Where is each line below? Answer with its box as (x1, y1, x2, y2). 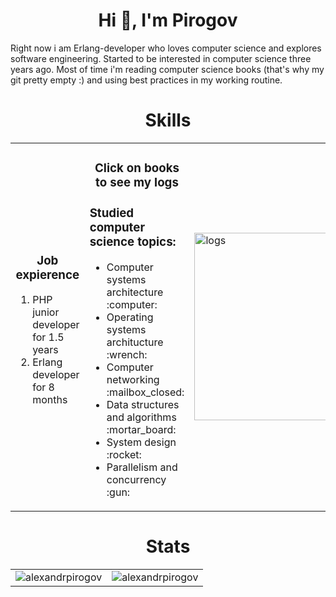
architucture (106, 335, 164, 349)
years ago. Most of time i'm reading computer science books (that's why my (10, 63, 325, 75)
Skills (144, 109, 192, 132)
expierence (15, 267, 80, 283)
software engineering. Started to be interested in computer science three (10, 52, 312, 64)
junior (32, 305, 60, 319)
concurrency (106, 473, 167, 486)
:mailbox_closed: (106, 385, 185, 399)
